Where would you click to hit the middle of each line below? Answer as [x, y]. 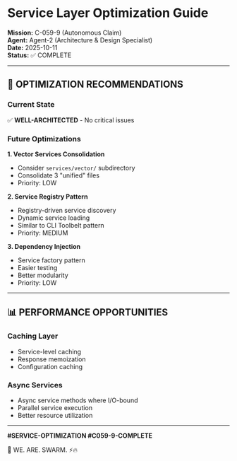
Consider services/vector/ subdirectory [76, 168]
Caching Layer [33, 336]
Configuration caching [50, 366]
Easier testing [37, 267]
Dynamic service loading [54, 218]
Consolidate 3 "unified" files [59, 175]
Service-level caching [49, 351]
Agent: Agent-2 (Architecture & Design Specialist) [80, 40]
